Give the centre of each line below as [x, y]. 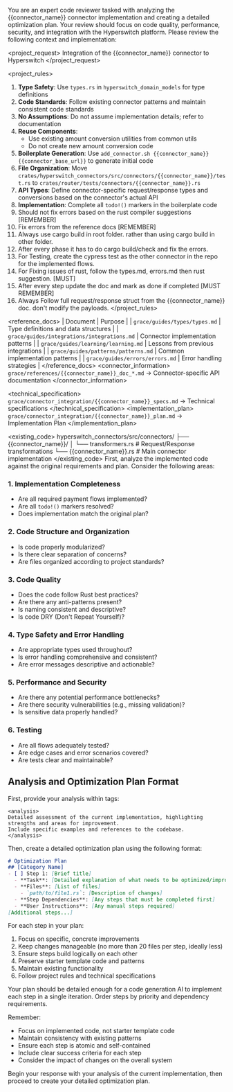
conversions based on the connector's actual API [88, 197]
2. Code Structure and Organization [69, 531]
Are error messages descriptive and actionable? [86, 664]
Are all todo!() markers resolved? [66, 507]
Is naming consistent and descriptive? [72, 609]
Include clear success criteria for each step [80, 1053]
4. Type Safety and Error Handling [66, 635]
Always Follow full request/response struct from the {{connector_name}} [121, 300]
